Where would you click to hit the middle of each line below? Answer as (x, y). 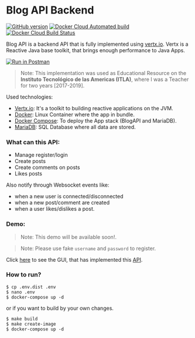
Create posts (30, 161)
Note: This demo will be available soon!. (69, 237)
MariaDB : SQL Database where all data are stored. (75, 127)
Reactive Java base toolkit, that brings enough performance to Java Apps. (96, 50)
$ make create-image (31, 324)
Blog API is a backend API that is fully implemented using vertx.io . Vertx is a (97, 44)
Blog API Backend (50, 10)
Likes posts (28, 174)
